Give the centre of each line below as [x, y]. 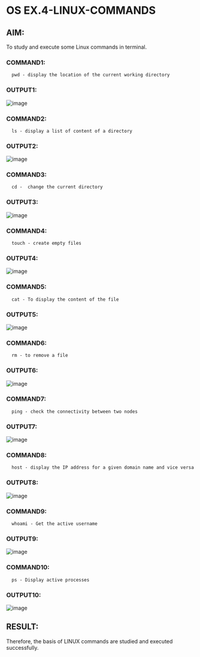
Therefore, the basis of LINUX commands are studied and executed [90, 641]
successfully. [22, 647]
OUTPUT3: [22, 202]
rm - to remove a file [40, 355]
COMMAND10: [28, 568]
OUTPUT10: [24, 595]
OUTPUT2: [22, 146]
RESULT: [22, 627]
